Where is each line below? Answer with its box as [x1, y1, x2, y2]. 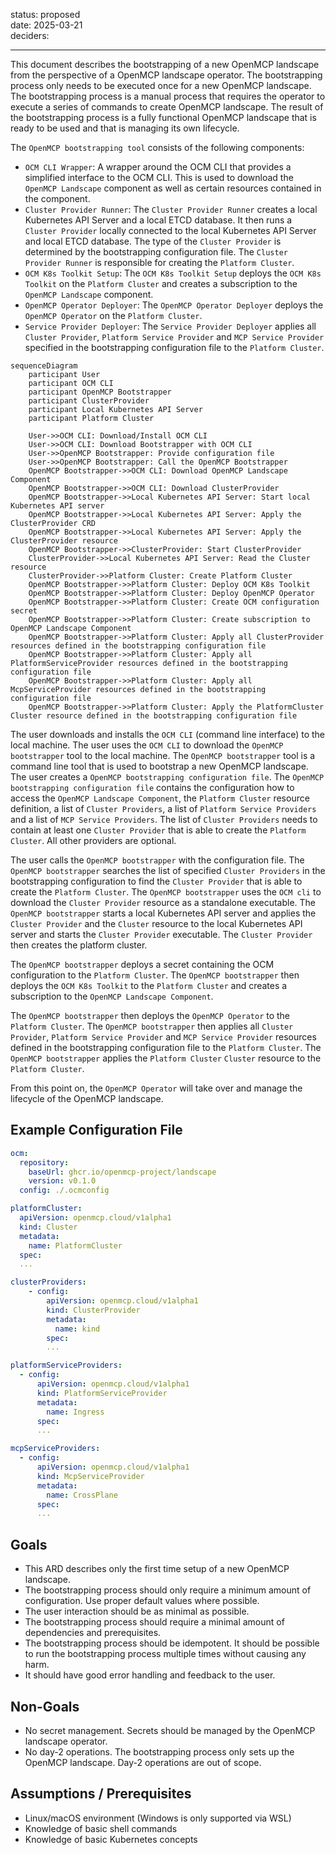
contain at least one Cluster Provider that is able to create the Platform [10, 824, 307, 836]
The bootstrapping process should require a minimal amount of [24, 1616, 285, 1628]
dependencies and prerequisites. [24, 1627, 162, 1639]
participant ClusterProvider [28, 396, 150, 406]
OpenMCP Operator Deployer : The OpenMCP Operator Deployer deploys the [24, 299, 324, 311]
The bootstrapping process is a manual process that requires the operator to [10, 90, 326, 102]
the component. [24, 193, 91, 204]
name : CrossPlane [46, 1490, 118, 1500]
